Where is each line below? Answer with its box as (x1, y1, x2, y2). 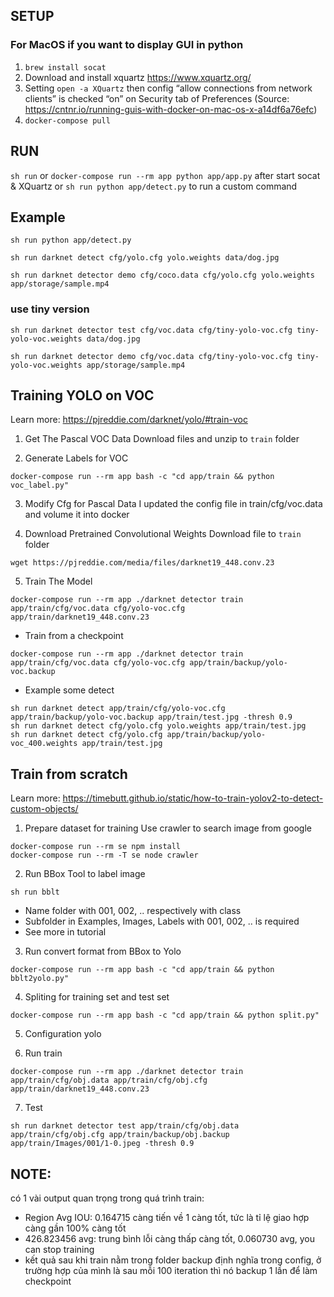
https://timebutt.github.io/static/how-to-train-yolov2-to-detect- (62, 792, 324, 804)
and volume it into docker (24, 509, 130, 521)
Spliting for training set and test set (24, 991, 170, 1003)
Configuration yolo (24, 1028, 102, 1040)
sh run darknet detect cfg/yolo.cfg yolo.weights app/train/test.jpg (10, 721, 307, 731)
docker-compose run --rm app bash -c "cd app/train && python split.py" (10, 1010, 320, 1021)
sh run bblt (10, 887, 60, 898)
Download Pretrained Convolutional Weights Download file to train (24, 528, 302, 540)
